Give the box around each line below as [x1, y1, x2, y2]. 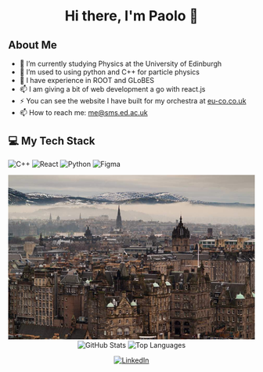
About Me [8, 38, 57, 52]
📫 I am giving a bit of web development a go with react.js [19, 85, 206, 93]
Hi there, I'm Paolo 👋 [64, 7, 199, 25]
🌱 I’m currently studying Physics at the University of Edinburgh [19, 59, 222, 68]
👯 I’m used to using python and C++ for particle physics [19, 67, 200, 77]
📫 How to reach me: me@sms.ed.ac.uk [19, 108, 148, 117]
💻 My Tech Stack [8, 135, 95, 148]
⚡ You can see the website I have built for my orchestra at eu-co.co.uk [19, 96, 247, 105]
